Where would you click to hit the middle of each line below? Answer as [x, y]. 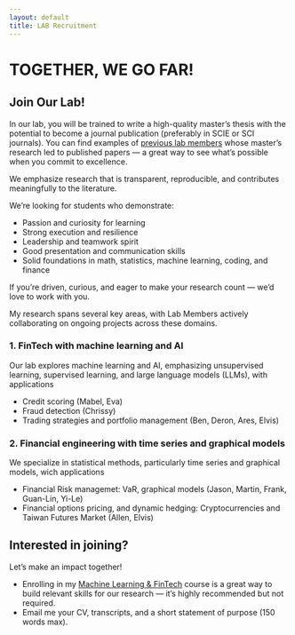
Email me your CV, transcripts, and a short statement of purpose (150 [148, 612]
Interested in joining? [69, 546]
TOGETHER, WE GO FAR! [102, 70]
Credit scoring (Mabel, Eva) [72, 401]
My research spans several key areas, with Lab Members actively [129, 314]
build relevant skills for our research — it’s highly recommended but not [153, 593]
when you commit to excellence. [68, 162]
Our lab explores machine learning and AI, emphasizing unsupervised [136, 365]
